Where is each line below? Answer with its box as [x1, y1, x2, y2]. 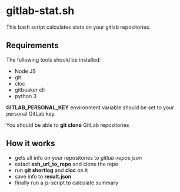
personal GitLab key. [6, 110, 56, 117]
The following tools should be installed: [6, 56, 101, 63]
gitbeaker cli [14, 86, 45, 93]
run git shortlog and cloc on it [14, 166, 88, 174]
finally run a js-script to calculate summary [14, 179, 119, 186]
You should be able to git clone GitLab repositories [6, 122, 129, 129]
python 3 [14, 92, 37, 99]
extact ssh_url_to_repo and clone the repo [14, 160, 119, 167]
